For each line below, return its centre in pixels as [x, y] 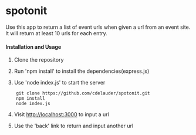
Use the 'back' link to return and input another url [74, 126]
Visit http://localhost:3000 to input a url [61, 114]
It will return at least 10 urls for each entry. [57, 33]
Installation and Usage [33, 47]
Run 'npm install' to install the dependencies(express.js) [82, 71]
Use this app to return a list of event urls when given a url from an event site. [98, 27]
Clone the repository [39, 60]
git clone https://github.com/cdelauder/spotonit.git [83, 93]
